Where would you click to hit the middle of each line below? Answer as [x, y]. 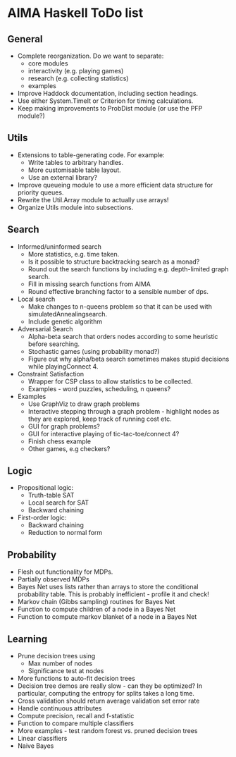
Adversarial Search [45, 328]
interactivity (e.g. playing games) [76, 71]
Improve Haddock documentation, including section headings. [108, 93]
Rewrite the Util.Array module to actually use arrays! [93, 199]
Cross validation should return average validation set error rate [108, 701]
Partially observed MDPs [53, 579]
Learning [27, 639]
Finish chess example [60, 441]
